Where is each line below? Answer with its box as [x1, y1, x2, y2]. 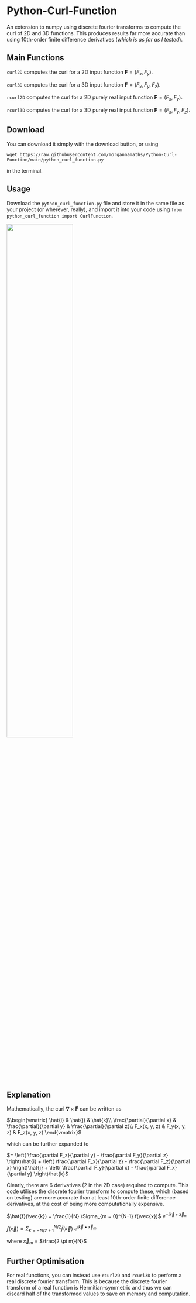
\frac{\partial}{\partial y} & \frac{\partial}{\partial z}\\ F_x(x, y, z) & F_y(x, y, [6, 1123, 186, 1130]
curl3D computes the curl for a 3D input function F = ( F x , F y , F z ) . [6, 81, 161, 90]
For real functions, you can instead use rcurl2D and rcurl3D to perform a [6, 1271, 182, 1279]
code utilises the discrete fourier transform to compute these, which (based [6, 1188, 189, 1195]
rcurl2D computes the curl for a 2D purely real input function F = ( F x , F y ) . [6, 94, 183, 102]
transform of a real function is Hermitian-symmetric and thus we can [6, 1284, 172, 1291]
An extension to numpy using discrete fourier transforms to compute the [6, 23, 181, 30]
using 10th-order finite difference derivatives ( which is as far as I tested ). [6, 36, 183, 43]
